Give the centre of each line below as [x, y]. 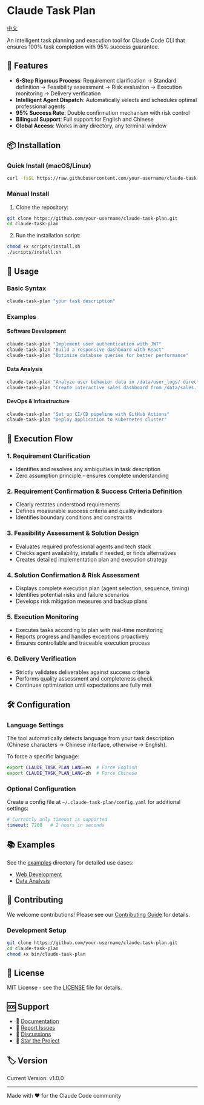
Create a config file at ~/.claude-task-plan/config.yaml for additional [94, 802]
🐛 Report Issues [35, 1028]
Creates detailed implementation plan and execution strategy [92, 559]
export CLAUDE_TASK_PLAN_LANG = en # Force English [72, 768]
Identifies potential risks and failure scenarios [72, 594]
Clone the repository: [42, 207]
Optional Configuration [41, 789]
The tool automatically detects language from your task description [90, 738]
